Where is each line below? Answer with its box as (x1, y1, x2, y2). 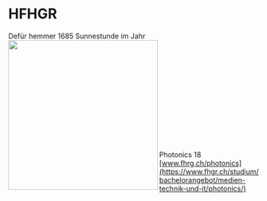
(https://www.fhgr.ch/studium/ (159, 167, 259, 176)
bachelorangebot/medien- (159, 175, 245, 184)
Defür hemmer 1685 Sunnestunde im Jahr (8, 31, 146, 41)
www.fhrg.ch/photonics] (162, 158, 242, 167)
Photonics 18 (159, 149, 202, 160)
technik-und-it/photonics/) (159, 183, 246, 193)
